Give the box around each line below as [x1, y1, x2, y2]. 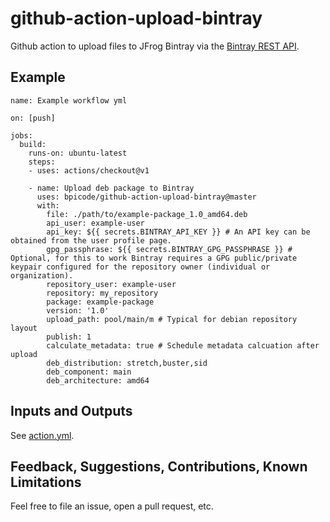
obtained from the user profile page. [10, 235, 172, 246]
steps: [28, 157, 56, 167]
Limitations [10, 473, 82, 491]
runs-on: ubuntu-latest [28, 148, 128, 158]
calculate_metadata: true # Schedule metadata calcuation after [46, 340, 320, 351]
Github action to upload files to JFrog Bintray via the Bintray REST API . [10, 40, 300, 52]
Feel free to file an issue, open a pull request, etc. [10, 500, 214, 512]
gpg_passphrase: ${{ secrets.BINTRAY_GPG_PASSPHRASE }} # [46, 244, 293, 254]
